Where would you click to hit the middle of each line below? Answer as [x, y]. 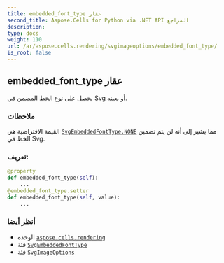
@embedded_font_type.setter [48, 191]
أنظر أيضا [21, 222]
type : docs [23, 33]
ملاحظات [21, 116]
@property [22, 171]
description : [26, 27]
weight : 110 [24, 40]
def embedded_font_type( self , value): [64, 197]
